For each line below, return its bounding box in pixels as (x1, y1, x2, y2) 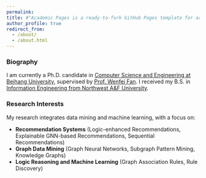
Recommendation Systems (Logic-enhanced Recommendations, (15, 125, 181, 133)
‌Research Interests (6, 100, 64, 108)
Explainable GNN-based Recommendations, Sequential (15, 132, 155, 139)
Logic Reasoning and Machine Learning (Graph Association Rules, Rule (15, 158, 198, 165)
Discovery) (15, 165, 44, 172)
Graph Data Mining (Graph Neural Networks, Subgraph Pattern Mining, (15, 145, 195, 152)
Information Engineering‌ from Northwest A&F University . (6, 84, 149, 92)
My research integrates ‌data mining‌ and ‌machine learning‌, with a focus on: (6, 114, 196, 121)
